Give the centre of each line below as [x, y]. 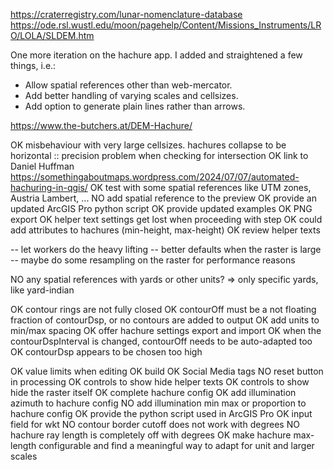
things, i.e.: [33, 65]
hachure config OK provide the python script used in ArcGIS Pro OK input [161, 413]
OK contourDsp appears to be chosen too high [106, 352]
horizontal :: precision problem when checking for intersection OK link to [159, 155]
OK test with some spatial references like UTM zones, [200, 187]
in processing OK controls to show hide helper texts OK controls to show [160, 382]
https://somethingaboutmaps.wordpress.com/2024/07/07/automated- [155, 177]
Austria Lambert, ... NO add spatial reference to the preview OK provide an [163, 198]
